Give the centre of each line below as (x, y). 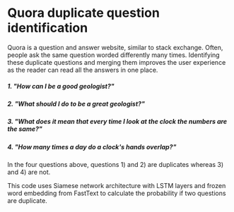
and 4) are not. (29, 172)
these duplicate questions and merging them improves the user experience (117, 62)
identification (48, 28)
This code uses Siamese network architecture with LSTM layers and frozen (117, 186)
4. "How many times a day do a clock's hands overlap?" (92, 146)
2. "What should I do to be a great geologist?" (76, 104)
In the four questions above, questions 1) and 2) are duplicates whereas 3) (116, 165)
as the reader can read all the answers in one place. (83, 70)
